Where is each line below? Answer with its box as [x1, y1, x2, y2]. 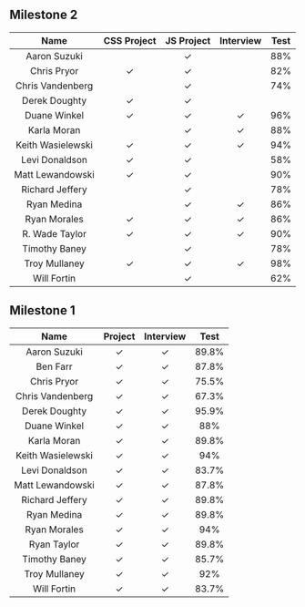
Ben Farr [36, 360, 73, 373]
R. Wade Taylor [22, 227, 86, 240]
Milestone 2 [9, 7, 78, 23]
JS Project [165, 34, 211, 46]
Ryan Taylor [28, 538, 80, 550]
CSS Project [103, 34, 157, 46]
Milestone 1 [9, 303, 76, 318]
